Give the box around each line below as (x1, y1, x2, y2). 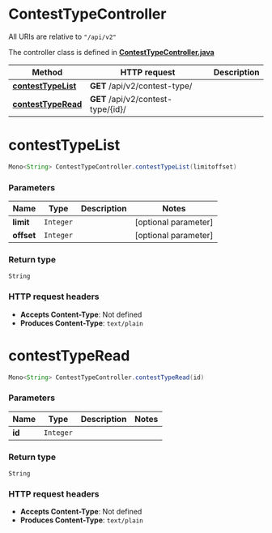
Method (32, 66, 63, 78)
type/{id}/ (90, 103, 127, 114)
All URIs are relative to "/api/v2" (8, 32, 117, 41)
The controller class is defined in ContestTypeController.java (8, 47, 215, 57)
